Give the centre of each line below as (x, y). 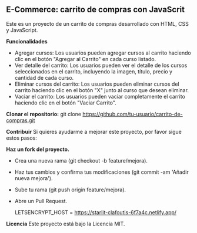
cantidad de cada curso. (44, 77)
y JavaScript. (22, 30)
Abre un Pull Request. (41, 201)
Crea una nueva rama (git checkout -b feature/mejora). (81, 160)
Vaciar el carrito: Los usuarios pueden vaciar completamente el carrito (100, 96)
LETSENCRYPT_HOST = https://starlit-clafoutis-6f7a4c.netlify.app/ (96, 212)
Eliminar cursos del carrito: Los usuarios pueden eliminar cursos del (97, 84)
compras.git (21, 120)
